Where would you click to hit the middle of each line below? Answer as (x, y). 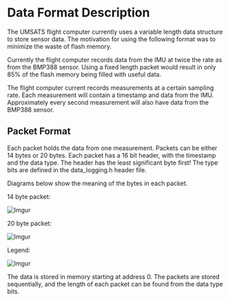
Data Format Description (79, 13)
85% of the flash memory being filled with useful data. (84, 74)
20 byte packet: (29, 223)
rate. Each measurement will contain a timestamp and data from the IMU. (111, 95)
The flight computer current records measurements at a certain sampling (111, 87)
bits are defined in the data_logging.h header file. (77, 169)
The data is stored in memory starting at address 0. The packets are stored (114, 276)
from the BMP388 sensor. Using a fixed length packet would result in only (112, 67)
